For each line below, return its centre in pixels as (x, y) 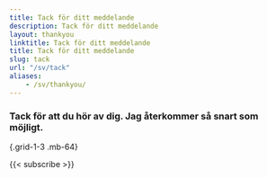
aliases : (26, 76)
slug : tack (30, 59)
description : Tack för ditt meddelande (84, 26)
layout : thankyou (42, 34)
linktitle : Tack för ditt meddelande (80, 43)
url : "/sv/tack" (40, 68)
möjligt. (27, 127)
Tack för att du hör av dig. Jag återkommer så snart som (134, 116)
